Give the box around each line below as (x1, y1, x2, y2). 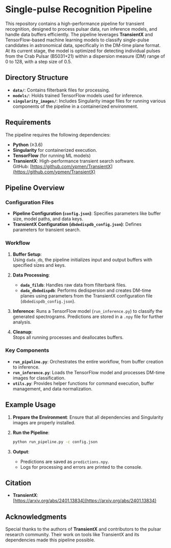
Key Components (5, 347, 50, 354)
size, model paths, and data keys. (12, 216, 83, 222)
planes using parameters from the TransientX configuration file (20, 292, 153, 299)
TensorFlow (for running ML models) (12, 152, 91, 158)
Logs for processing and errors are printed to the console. (20, 464, 143, 470)
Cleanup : (12, 329, 33, 335)
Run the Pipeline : (12, 429, 50, 436)
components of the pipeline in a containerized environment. (12, 103, 139, 109)
